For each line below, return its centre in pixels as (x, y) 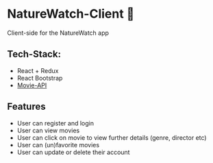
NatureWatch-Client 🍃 (71, 14)
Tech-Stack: (34, 54)
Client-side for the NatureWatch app (58, 33)
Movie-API (32, 85)
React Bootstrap (40, 78)
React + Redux (38, 70)
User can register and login (55, 123)
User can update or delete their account (73, 152)
